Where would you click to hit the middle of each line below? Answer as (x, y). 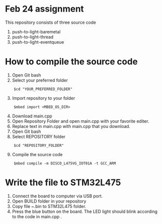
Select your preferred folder (40, 80)
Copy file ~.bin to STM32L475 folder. (49, 206)
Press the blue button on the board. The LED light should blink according (85, 211)
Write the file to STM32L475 (63, 183)
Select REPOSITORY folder (39, 136)
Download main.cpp (32, 116)
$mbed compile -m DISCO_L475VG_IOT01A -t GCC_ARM (65, 163)
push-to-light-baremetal (36, 32)
